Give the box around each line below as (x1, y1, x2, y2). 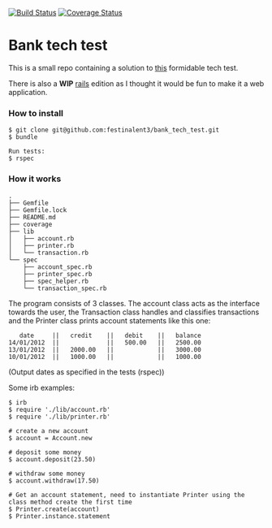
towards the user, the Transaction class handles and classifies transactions (8, 307, 260, 317)
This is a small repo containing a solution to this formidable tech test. (8, 63, 239, 72)
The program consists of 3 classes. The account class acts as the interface (8, 298, 260, 308)
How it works (8, 173, 62, 184)
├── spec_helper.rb (23, 277, 89, 285)
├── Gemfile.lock (8, 206, 67, 214)
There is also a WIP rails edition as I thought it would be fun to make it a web (8, 78, 265, 89)
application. (8, 87, 48, 97)
